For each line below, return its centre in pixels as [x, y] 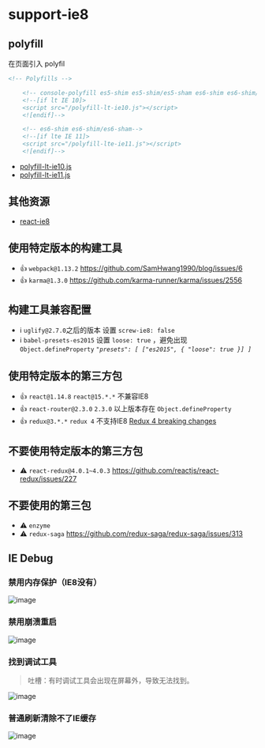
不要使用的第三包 [50, 506]
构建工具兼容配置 [50, 310]
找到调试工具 [33, 662]
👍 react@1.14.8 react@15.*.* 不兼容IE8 [84, 396]
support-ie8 [49, 15]
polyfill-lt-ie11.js [45, 175]
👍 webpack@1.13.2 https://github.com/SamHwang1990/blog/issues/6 [131, 268]
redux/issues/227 [48, 478]
